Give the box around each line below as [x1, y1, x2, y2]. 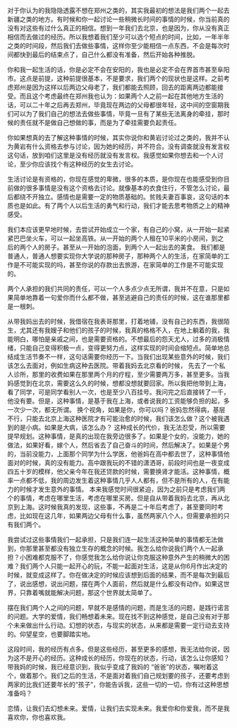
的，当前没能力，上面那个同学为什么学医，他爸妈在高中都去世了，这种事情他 [7, 450, 230, 458]
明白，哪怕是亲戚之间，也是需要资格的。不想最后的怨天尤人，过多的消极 [13, 335, 224, 343]
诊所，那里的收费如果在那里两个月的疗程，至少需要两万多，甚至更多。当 [13, 370, 224, 378]
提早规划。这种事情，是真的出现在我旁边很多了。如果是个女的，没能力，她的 [7, 432, 230, 440]
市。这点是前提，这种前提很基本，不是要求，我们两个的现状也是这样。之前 [7, 74, 224, 83]
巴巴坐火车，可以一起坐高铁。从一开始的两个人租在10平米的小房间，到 [13, 234, 218, 242]
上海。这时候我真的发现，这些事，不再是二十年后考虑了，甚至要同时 [19, 503, 217, 511]
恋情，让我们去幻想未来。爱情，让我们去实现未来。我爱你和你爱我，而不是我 [7, 704, 230, 712]
